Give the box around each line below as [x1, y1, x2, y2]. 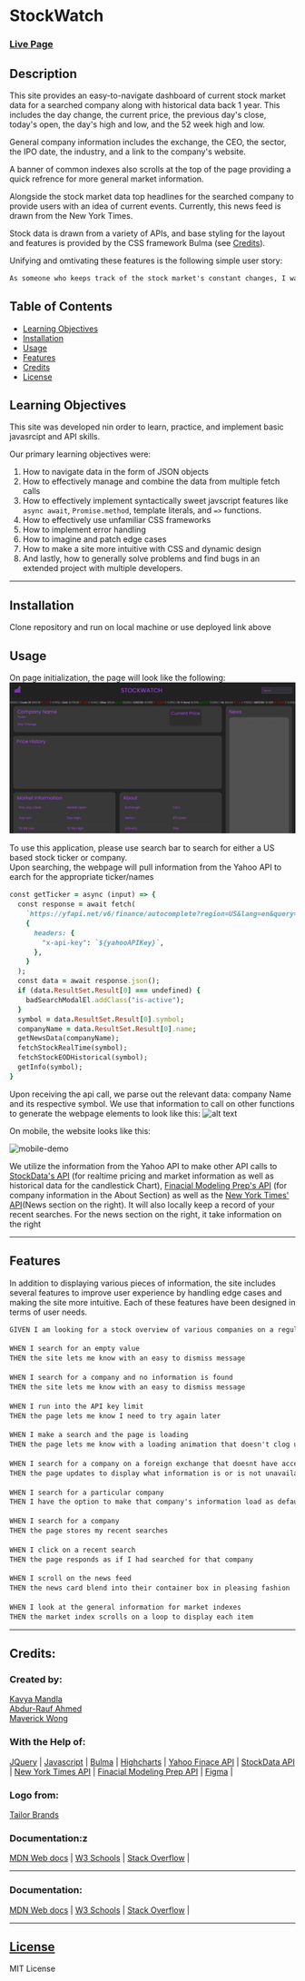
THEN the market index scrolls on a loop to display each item [9, 1612, 254, 1621]
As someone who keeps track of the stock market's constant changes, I [9, 273, 286, 282]
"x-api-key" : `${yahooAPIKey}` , [42, 938, 165, 947]
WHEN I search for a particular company [9, 1488, 165, 1497]
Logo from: [9, 1789, 59, 1801]
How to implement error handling [22, 524, 147, 536]
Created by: [9, 1673, 63, 1686]
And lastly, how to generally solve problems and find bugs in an [22, 553, 261, 564]
